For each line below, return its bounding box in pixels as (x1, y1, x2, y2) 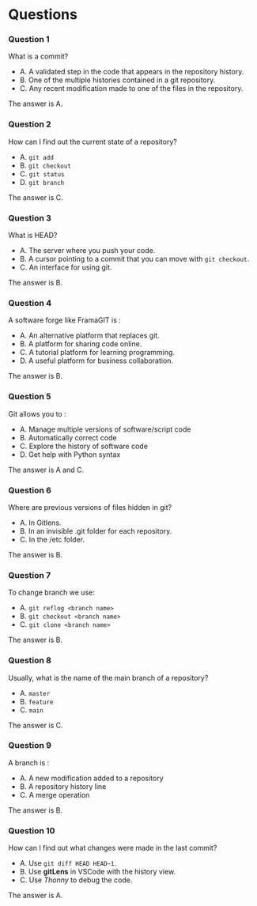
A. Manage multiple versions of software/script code (19, 425, 191, 434)
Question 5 (8, 391, 51, 402)
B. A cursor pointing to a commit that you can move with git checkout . (19, 255, 250, 264)
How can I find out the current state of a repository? (8, 137, 178, 146)
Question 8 (8, 655, 51, 666)
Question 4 (8, 298, 52, 308)
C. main (19, 705, 43, 715)
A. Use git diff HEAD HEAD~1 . (19, 859, 117, 868)
